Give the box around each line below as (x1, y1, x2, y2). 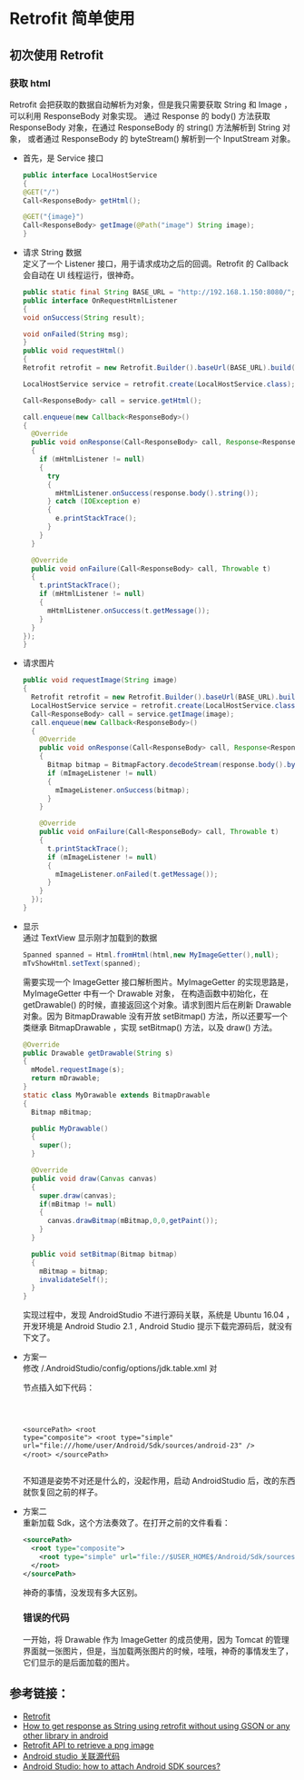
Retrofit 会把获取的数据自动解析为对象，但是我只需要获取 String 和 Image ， (9, 99, 292, 110)
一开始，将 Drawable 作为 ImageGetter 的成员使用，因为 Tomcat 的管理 (22, 1634, 289, 1645)
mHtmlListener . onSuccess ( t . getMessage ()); (46, 606, 211, 615)
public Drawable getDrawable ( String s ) (22, 1049, 174, 1058)
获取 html (9, 76, 52, 89)
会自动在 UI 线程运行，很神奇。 (22, 270, 139, 280)
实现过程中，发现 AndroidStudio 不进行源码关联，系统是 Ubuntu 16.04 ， (22, 1309, 295, 1320)
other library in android (22, 1730, 109, 1741)
